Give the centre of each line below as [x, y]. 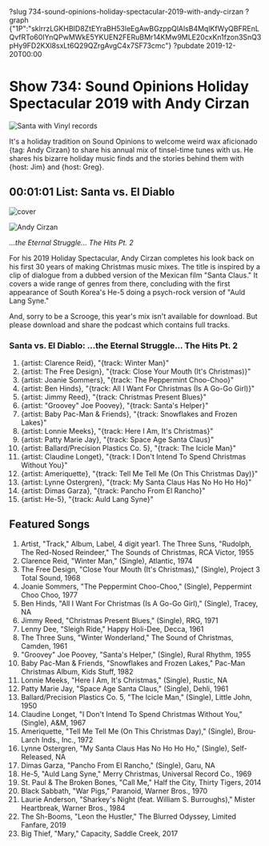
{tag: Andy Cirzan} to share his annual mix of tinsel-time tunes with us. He [131, 150]
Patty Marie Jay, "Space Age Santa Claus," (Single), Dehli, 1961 [124, 688]
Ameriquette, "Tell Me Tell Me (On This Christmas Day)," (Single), [128, 731]
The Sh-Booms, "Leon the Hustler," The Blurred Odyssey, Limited [128, 816]
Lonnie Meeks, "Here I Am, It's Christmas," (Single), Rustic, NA [124, 680]
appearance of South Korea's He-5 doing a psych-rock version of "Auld [127, 292]
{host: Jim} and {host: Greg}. [57, 167]
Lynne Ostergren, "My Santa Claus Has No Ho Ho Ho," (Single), [125, 748]
